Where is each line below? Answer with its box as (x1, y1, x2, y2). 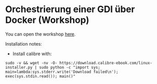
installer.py (5, 65, 33, 70)
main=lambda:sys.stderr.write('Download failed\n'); (5, 69, 119, 74)
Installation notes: (5, 40, 42, 47)
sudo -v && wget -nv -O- (5, 60, 58, 65)
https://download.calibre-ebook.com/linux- (59, 60, 152, 65)
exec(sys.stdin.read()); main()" (5, 73, 76, 79)
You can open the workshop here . (5, 31, 76, 37)
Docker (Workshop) (5, 14, 89, 26)
